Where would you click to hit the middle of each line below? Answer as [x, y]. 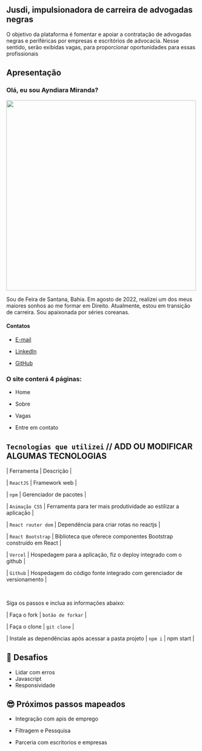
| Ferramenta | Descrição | [39, 471]
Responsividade [35, 685]
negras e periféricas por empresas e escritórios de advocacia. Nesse [93, 41]
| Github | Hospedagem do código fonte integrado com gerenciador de [95, 573]
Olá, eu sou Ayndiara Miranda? [52, 90]
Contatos [18, 326]
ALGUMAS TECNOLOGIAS [57, 456]
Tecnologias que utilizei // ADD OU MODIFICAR [99, 447]
